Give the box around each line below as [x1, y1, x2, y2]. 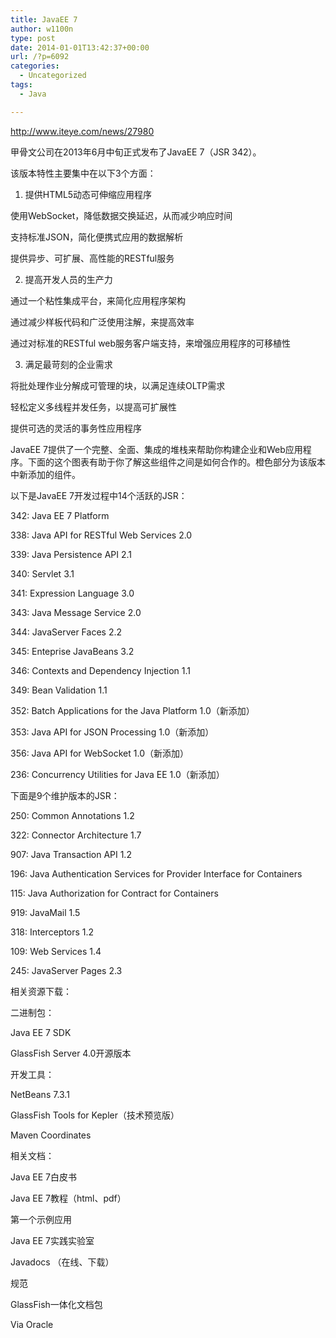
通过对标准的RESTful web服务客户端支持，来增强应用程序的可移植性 [10, 337, 292, 349]
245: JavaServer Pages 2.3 [10, 964, 123, 976]
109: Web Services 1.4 [10, 945, 102, 957]
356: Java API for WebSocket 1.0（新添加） [10, 747, 189, 759]
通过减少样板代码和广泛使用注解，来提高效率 [10, 316, 195, 328]
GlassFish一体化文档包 [10, 1298, 103, 1310]
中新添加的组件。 [10, 468, 81, 480]
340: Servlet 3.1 [10, 567, 75, 580]
